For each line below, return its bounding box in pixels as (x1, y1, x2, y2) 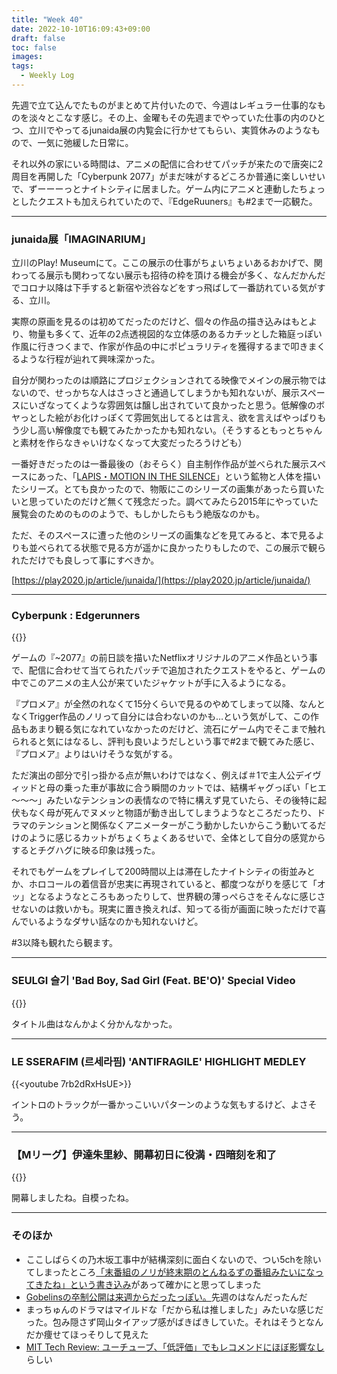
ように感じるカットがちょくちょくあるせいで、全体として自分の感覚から (28, 832, 326, 844)
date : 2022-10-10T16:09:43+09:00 (11, 24, 151, 34)
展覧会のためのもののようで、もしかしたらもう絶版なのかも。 (11, 508, 266, 520)
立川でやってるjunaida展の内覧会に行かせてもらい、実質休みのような (28, 124, 312, 136)
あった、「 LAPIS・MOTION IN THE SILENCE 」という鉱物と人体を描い (37, 471, 321, 483)
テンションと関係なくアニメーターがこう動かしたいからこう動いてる (37, 819, 318, 831)
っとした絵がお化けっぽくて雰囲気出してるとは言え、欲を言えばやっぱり (19, 412, 318, 424)
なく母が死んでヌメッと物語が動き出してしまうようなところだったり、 (28, 807, 318, 819)
